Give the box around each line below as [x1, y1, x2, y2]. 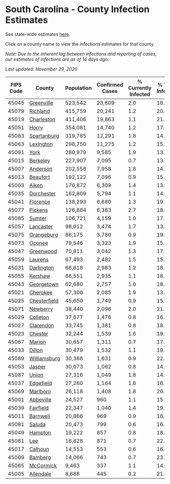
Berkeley [29, 157, 51, 164]
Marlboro [29, 388, 52, 395]
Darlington [29, 264, 54, 271]
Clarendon [29, 322, 54, 329]
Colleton [29, 314, 50, 321]
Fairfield [29, 404, 49, 411]
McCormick [29, 462, 57, 469]
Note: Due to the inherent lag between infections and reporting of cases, [5, 51, 157, 57]
